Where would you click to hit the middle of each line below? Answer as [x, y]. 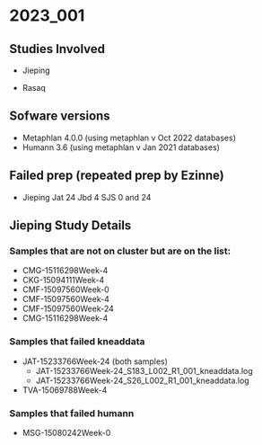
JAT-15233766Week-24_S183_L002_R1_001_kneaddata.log [144, 370]
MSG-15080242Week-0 [66, 432]
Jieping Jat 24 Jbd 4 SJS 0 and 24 [87, 197]
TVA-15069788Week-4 [65, 390]
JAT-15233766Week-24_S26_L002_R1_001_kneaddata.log [142, 380]
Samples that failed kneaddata [77, 342]
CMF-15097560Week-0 [65, 289]
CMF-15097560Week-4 [66, 299]
